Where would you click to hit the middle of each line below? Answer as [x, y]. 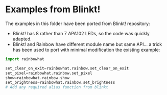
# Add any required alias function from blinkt [57, 87]
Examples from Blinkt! [53, 9]
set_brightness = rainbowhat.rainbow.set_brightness [60, 83]
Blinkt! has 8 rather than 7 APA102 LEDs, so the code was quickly [81, 33]
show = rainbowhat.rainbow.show [38, 78]
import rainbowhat [25, 59]
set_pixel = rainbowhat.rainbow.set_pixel [49, 73]
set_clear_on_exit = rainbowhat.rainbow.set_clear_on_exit [67, 68]
